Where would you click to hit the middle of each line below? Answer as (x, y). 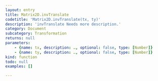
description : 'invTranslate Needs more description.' (63, 24)
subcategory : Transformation (36, 33)
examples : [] (19, 66)
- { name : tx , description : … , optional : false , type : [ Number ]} (84, 48)
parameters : (18, 43)
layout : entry (20, 10)
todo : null (17, 62)
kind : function (21, 57)
